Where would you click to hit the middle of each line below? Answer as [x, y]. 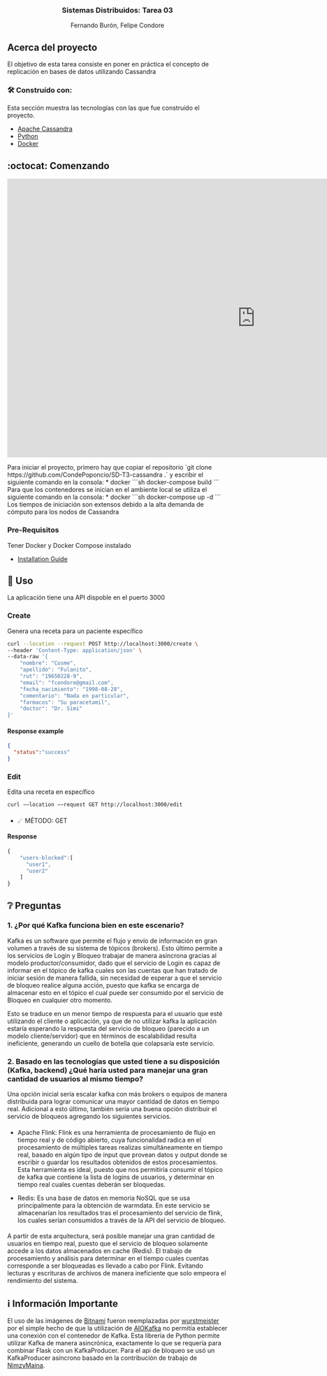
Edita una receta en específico [51, 792]
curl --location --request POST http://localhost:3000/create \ [103, 644]
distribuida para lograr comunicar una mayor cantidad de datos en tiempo [114, 1101]
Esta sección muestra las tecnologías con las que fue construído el [104, 108]
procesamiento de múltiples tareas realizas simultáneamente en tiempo [120, 1147]
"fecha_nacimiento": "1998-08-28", [72, 689]
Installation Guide [42, 559]
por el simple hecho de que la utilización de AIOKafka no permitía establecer [117, 1328]
